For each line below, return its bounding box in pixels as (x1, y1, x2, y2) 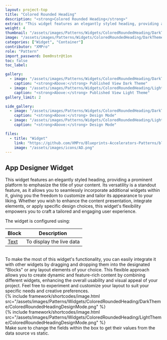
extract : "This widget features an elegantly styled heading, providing (5, 21, 159, 26)
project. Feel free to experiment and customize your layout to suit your (5, 283, 149, 289)
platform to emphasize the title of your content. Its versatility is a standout (5, 182, 157, 188)
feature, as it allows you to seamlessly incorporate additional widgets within (5, 187, 160, 193)
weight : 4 (5, 26, 26, 31)
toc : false (5, 58, 28, 63)
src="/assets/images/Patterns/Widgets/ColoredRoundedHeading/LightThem (5, 314, 162, 321)
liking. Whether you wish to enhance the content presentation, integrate (5, 198, 152, 204)
